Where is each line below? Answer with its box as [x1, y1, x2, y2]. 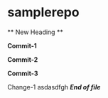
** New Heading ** [7, 28, 64, 36]
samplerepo [7, 4, 80, 21]
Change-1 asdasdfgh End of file [7, 82, 101, 91]
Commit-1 [7, 41, 37, 50]
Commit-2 [7, 55, 38, 64]
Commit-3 [7, 69, 38, 77]
